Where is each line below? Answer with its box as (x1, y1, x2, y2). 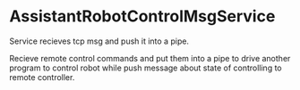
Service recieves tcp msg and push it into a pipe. (9, 36, 190, 46)
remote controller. (9, 71, 75, 82)
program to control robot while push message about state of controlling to (9, 62, 282, 73)
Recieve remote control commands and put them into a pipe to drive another (9, 53, 291, 63)
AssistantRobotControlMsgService (9, 6, 276, 27)
